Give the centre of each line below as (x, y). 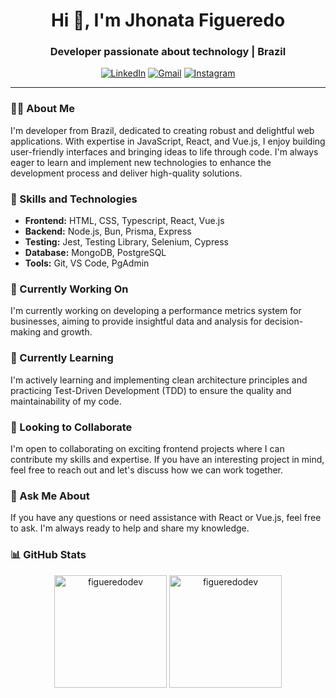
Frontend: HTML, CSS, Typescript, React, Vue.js (124, 221)
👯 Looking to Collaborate (71, 427)
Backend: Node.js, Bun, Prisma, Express (108, 231)
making (26, 332)
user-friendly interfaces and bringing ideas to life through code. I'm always (164, 151)
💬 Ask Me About (50, 496)
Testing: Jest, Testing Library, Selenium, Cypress (126, 242)
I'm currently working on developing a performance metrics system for (156, 311)
